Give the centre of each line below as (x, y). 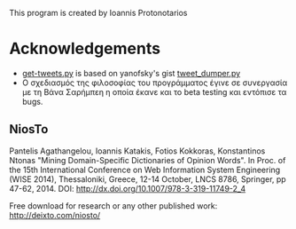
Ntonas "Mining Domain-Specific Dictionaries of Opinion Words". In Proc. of (148, 160)
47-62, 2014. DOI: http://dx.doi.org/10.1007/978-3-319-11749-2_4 (128, 188)
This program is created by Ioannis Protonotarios (98, 13)
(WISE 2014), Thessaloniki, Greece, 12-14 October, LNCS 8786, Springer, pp (148, 179)
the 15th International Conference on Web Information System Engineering (145, 170)
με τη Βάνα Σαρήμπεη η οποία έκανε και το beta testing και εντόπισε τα (154, 91)
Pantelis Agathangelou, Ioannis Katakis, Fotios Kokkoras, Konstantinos (137, 151)
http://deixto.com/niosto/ (55, 215)
